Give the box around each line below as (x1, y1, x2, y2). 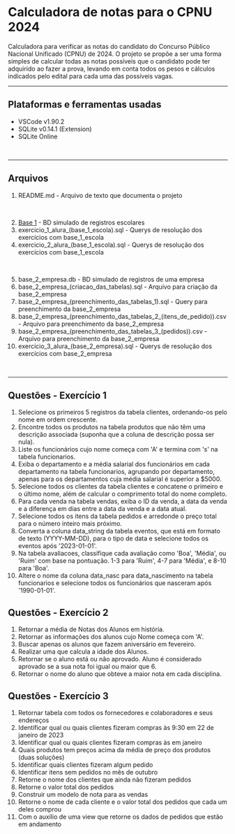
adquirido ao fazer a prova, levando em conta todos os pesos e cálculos (8, 64, 215, 73)
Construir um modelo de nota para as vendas (17, 791, 149, 798)
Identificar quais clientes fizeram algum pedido (17, 761, 153, 769)
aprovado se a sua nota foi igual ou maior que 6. (17, 662, 157, 671)
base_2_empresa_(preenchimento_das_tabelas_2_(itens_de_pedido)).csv (17, 312, 227, 320)
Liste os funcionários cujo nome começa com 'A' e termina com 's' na (17, 445, 218, 454)
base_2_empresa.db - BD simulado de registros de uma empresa (17, 275, 204, 283)
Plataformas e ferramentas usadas (8, 99, 162, 110)
